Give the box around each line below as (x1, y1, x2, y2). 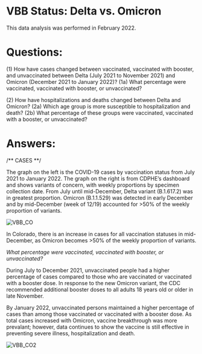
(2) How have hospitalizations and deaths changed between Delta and (6, 96, 181, 103)
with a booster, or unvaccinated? (6, 115, 87, 123)
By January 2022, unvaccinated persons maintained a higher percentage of (6, 304, 195, 311)
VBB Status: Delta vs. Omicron (6, 4, 162, 18)
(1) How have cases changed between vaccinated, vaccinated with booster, (6, 65, 194, 72)
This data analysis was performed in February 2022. (6, 24, 137, 31)
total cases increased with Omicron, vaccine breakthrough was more (6, 317, 177, 324)
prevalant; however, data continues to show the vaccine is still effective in (6, 323, 189, 330)
